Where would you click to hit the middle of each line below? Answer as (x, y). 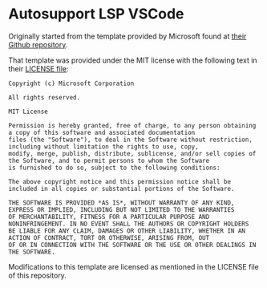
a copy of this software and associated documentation (102, 132)
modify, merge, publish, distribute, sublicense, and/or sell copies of (132, 153)
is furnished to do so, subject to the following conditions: (114, 168)
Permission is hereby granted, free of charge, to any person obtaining (132, 125)
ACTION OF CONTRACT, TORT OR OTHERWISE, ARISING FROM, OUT (109, 237)
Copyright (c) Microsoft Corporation (71, 83)
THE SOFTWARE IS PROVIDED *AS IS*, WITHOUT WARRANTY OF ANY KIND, (121, 203)
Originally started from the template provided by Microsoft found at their (127, 36)
